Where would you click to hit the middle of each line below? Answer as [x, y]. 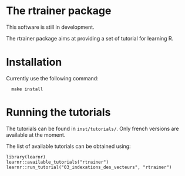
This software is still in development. [51, 27]
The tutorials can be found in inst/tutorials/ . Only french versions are [92, 128]
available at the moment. [36, 135]
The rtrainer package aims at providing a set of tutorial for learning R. [90, 38]
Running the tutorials [58, 112]
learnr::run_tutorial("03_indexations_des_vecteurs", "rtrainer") [89, 167]
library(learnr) [26, 157]
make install [27, 89]
